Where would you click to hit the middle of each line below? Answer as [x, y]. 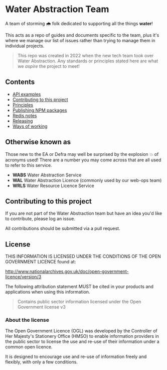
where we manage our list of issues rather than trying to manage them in [80, 40]
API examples [27, 94]
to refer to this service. [29, 165]
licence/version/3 [23, 277]
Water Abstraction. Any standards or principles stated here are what [88, 61]
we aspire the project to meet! [49, 66]
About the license [27, 320]
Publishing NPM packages [40, 110]
